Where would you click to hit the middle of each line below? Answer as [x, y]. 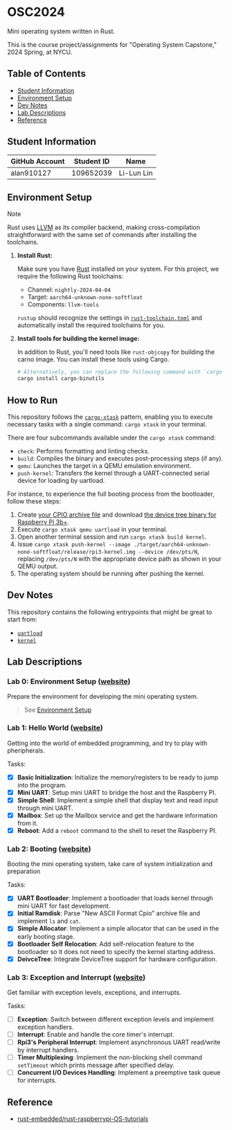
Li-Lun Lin [136, 172]
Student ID [92, 161]
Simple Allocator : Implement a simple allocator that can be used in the [118, 929]
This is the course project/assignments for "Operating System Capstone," [112, 44]
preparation [24, 871]
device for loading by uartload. [61, 480]
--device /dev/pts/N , [169, 551]
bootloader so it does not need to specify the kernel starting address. [116, 951]
